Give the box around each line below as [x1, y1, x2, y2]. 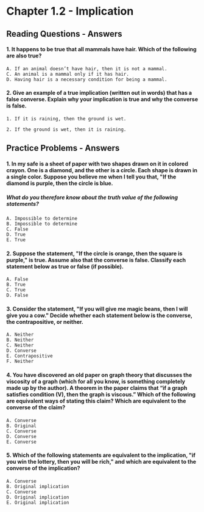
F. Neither [6, 359, 34, 365]
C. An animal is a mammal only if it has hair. [6, 71, 130, 77]
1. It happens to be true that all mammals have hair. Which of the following [6, 46, 197, 53]
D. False [6, 292, 29, 299]
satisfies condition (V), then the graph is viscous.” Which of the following [6, 390, 196, 398]
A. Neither [6, 332, 34, 338]
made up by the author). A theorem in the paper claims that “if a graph [6, 384, 188, 392]
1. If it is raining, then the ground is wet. [6, 115, 127, 122]
